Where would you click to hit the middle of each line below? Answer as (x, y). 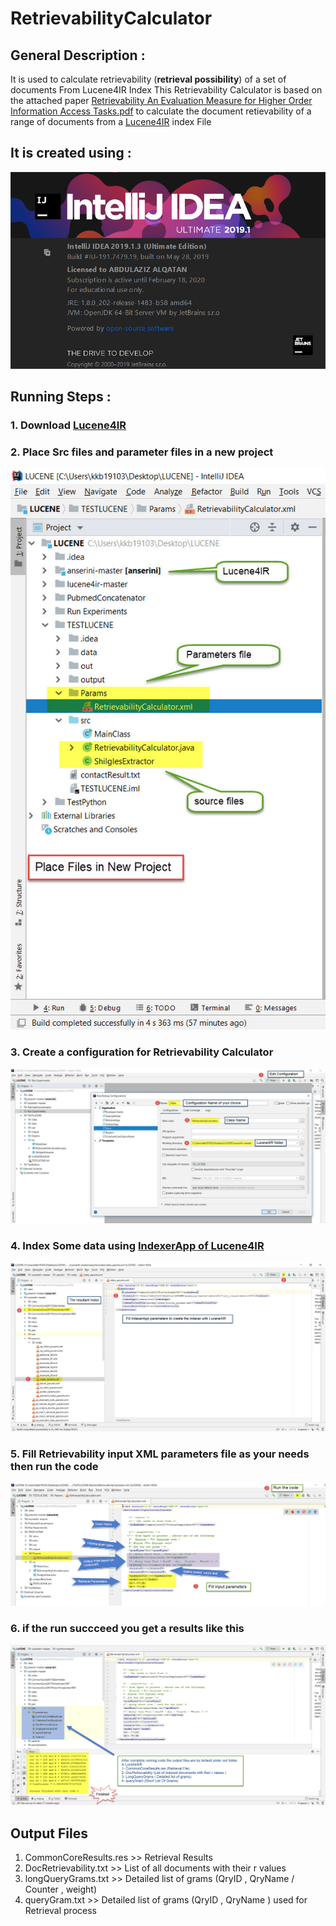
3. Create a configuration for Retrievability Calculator (142, 1052)
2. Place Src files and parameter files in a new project (142, 452)
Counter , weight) (61, 1889)
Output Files (49, 1833)
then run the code (54, 1466)
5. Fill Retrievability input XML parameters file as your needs (160, 1454)
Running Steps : (61, 397)
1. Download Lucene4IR (68, 425)
